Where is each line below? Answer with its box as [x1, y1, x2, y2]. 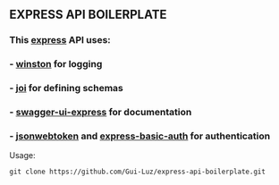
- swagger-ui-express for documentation [9, 106, 192, 119]
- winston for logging [9, 58, 103, 71]
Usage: [9, 150, 36, 161]
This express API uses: [9, 34, 112, 46]
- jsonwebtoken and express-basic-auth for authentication [9, 130, 271, 142]
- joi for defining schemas [9, 82, 123, 95]
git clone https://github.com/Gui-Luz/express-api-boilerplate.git [9, 167, 266, 177]
